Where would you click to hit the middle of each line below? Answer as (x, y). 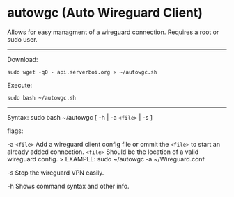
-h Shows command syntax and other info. (69, 186)
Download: (23, 59)
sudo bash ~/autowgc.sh (42, 98)
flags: (15, 131)
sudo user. (22, 39)
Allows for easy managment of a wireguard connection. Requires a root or (113, 32)
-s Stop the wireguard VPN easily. (56, 173)
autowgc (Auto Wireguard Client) (105, 13)
